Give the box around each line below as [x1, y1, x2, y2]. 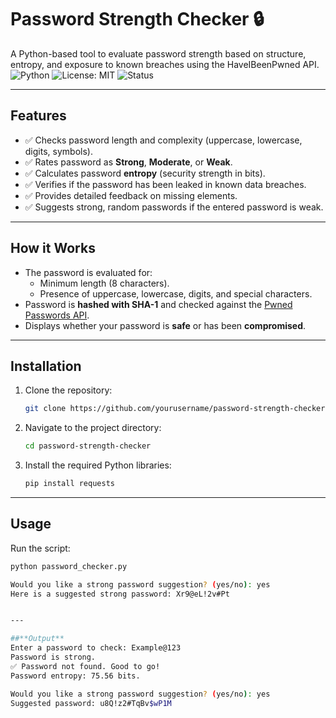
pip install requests [24, 479, 115, 489]
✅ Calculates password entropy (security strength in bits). [24, 167, 266, 179]
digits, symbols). [24, 145, 93, 157]
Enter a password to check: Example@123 [10, 643, 182, 653]
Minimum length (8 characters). [39, 277, 170, 289]
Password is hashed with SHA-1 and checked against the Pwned [24, 298, 293, 310]
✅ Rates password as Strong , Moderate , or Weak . [24, 156, 233, 168]
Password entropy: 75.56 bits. [10, 671, 141, 681]
